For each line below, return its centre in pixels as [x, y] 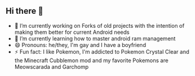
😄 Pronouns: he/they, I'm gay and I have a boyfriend [80, 45]
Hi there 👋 [25, 11]
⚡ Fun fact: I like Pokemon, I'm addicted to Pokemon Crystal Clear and [102, 51]
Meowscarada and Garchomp [51, 66]
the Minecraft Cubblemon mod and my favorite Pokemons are [91, 60]
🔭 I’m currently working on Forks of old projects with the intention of [99, 25]
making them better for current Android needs [72, 32]
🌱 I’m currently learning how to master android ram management [95, 38]
